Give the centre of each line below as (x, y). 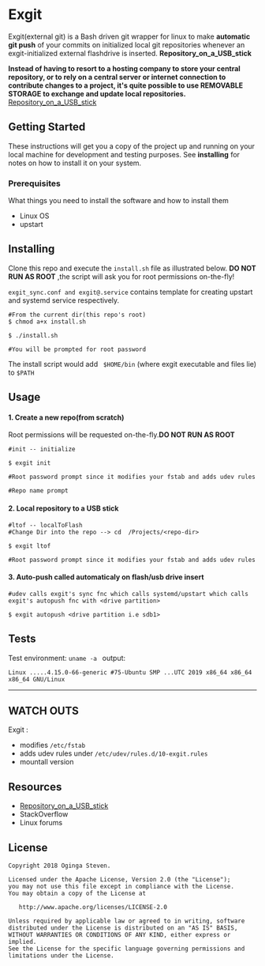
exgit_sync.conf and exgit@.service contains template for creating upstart (131, 292)
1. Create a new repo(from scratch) (66, 417)
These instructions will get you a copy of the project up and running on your (131, 146)
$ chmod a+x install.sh (47, 322)
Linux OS (34, 216)
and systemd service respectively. (64, 300)
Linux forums (41, 823)
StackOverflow (44, 814)
